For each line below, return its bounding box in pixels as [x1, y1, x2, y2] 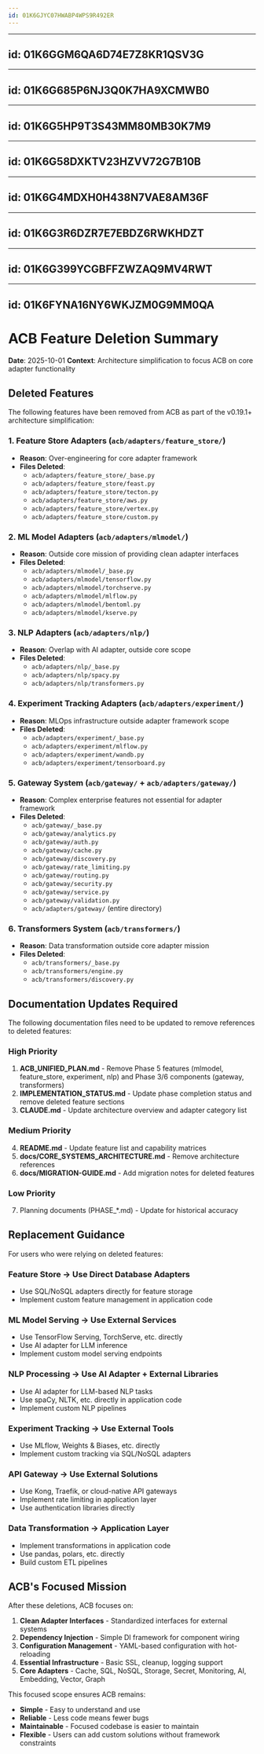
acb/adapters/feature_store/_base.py [31, 471, 156, 479]
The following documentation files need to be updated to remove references [8, 1018, 255, 1027]
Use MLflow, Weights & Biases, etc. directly [19, 1441, 160, 1450]
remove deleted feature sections [19, 1097, 125, 1107]
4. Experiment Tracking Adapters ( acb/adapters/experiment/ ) [8, 698, 244, 709]
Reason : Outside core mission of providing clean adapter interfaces [19, 549, 240, 558]
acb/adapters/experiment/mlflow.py [31, 742, 148, 750]
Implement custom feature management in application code [19, 1295, 214, 1305]
